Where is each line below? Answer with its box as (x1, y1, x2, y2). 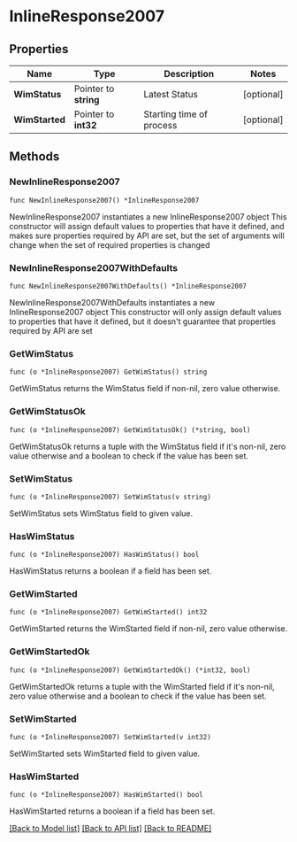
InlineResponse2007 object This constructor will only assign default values (9, 306, 282, 317)
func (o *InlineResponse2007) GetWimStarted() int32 (9, 608, 208, 617)
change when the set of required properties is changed (9, 239, 210, 250)
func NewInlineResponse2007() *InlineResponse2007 (9, 196, 200, 205)
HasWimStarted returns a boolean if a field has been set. (9, 806, 216, 816)
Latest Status (143, 89, 199, 100)
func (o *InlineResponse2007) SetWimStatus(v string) (9, 492, 212, 501)
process (143, 120, 178, 131)
